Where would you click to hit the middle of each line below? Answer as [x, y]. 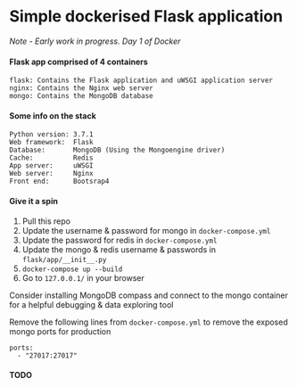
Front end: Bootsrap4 [59, 181]
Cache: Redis [51, 158]
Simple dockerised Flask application [146, 16]
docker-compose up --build [72, 269]
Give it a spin [33, 201]
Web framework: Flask [51, 143]
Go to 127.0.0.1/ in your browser [83, 277]
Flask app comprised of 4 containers [79, 62]
